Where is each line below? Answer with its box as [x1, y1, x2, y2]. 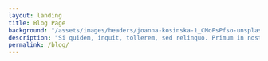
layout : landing [8, 11, 62, 20]
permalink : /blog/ [8, 41, 69, 49]
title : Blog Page [8, 19, 66, 27]
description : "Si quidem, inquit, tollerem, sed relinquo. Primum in [8, 33, 245, 42]
